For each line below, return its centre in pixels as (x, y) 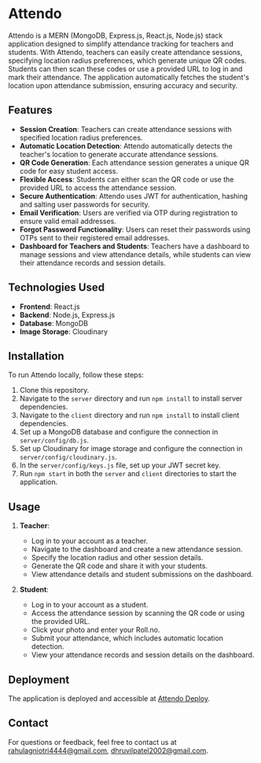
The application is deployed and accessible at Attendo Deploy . (109, 699)
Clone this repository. (54, 391)
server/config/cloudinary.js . (68, 457)
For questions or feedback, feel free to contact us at (92, 742)
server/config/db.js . (54, 440)
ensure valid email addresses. (68, 221)
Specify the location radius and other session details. (117, 558)
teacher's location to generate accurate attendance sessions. (119, 154)
